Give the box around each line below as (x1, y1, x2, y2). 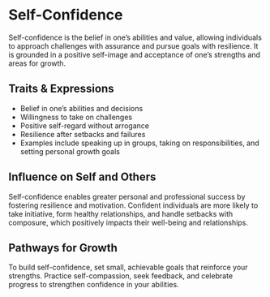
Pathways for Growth (8, 241, 118, 255)
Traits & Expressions (8, 82, 114, 96)
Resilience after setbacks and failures (19, 129, 146, 139)
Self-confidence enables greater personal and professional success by (8, 192, 246, 201)
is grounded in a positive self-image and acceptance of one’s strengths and (8, 49, 261, 59)
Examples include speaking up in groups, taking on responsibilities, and (19, 138, 259, 148)
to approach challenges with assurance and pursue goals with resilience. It (8, 41, 259, 50)
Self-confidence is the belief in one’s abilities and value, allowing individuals (8, 32, 262, 42)
